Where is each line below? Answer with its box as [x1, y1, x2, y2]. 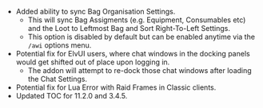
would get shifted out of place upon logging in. [15, 57, 170, 67]
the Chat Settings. [27, 75, 88, 83]
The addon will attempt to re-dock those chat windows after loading [27, 66, 252, 75]
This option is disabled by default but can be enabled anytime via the [27, 32, 256, 41]
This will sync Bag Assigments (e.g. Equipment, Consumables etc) [27, 15, 246, 25]
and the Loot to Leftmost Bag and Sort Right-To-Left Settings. [27, 24, 230, 33]
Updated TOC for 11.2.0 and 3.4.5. [15, 91, 128, 100]
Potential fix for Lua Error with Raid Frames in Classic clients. [15, 83, 217, 92]
